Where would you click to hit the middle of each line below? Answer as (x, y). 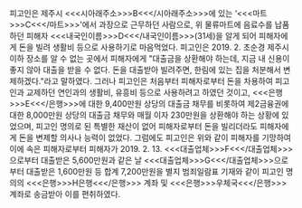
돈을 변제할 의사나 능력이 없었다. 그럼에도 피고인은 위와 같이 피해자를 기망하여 (155, 137)
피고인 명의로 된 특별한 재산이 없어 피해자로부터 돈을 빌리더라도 (146, 126)
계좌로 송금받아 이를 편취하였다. (65, 194)
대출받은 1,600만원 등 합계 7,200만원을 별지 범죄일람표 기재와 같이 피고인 (155, 171)
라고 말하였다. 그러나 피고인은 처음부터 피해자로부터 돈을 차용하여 (159, 81)
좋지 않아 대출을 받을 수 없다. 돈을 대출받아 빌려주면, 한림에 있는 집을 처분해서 (146, 70)
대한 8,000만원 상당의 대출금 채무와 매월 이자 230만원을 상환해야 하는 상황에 (145, 115)
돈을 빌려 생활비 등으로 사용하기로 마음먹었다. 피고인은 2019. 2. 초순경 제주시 (154, 47)
